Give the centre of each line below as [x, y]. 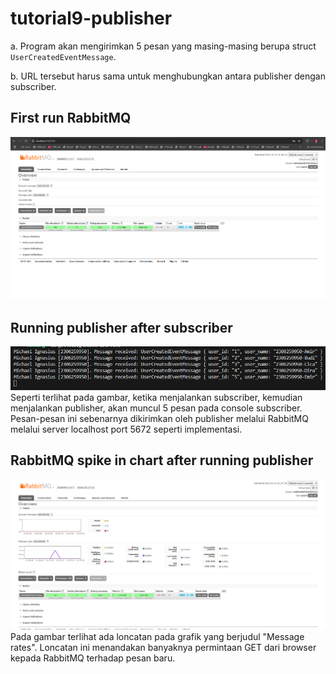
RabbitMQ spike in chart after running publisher [162, 460]
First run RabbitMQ [71, 118]
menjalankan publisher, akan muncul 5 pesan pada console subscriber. [156, 408]
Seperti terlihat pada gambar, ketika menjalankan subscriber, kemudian [156, 397]
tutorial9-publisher [91, 18]
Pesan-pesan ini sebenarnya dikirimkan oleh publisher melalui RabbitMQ [159, 418]
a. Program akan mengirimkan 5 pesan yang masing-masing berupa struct [163, 46]
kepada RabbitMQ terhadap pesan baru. [93, 658]
